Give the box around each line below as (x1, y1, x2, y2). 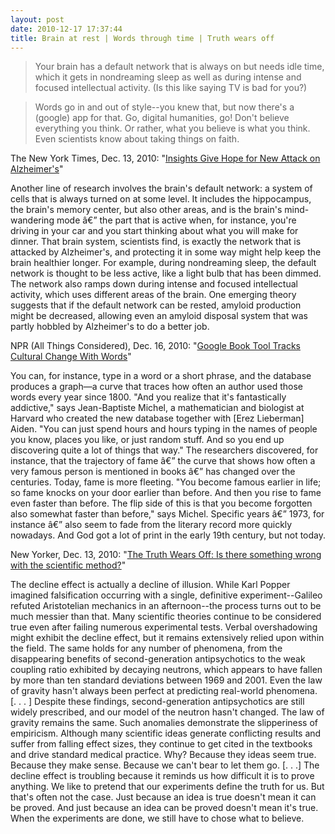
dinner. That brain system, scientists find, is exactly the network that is (10, 236, 302, 248)
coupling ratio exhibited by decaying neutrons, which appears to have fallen (10, 664, 323, 676)
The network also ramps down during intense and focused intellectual (10, 278, 298, 290)
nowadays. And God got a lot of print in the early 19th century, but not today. (10, 529, 327, 541)
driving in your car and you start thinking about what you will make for (10, 225, 299, 237)
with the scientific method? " (10, 559, 127, 571)
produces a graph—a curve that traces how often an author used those (10, 381, 303, 393)
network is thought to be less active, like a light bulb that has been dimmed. (10, 267, 322, 280)
